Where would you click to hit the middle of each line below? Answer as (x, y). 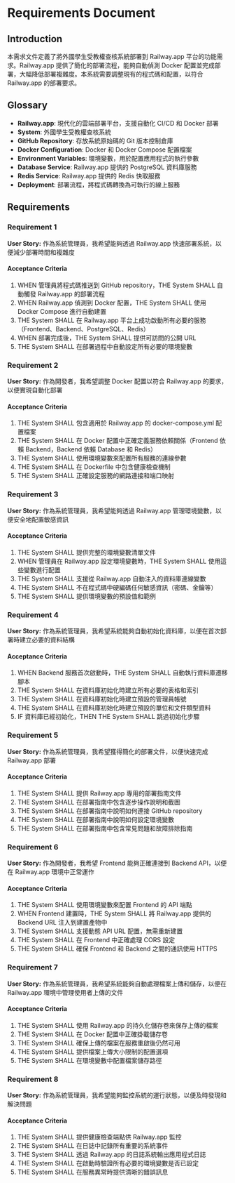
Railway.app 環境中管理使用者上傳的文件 (65, 992)
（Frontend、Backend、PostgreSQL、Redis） (84, 329)
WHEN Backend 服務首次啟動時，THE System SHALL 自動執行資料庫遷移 (122, 673)
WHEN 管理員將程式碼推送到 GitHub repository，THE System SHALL (116, 285)
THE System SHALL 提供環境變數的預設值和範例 (86, 596)
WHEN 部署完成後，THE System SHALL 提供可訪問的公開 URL (107, 338)
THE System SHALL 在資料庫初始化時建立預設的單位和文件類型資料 (114, 708)
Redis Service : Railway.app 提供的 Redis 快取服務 (89, 176)
